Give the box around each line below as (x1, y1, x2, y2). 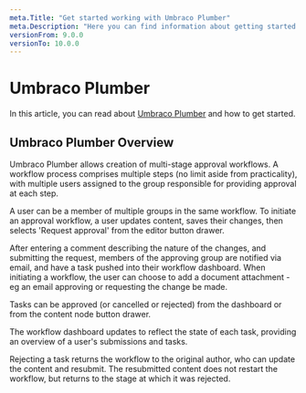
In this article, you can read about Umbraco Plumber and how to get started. (9, 109, 296, 119)
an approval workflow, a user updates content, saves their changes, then (9, 215, 283, 226)
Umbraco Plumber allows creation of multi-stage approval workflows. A (9, 159, 279, 170)
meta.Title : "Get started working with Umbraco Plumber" (9, 13, 231, 23)
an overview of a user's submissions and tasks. (9, 336, 188, 346)
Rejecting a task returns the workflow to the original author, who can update (9, 354, 295, 365)
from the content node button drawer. (9, 309, 152, 319)
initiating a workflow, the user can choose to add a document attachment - (9, 272, 290, 283)
